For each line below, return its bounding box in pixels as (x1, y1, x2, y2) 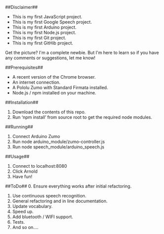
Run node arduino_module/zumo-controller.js (12, 139, 105, 144)
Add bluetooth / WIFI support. (12, 214, 73, 220)
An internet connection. (12, 79, 61, 85)
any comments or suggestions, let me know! (5, 55, 96, 61)
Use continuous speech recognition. (12, 193, 87, 198)
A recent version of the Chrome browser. (12, 74, 96, 80)
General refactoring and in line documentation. (12, 198, 108, 204)
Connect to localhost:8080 (12, 163, 67, 169)
